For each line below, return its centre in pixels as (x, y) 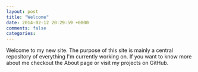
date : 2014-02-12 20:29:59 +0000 (48, 22)
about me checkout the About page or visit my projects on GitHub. (87, 63)
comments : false (26, 28)
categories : (21, 34)
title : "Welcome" (28, 17)
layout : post (22, 12)
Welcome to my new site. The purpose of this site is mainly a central (90, 50)
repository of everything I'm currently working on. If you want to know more (99, 57)
